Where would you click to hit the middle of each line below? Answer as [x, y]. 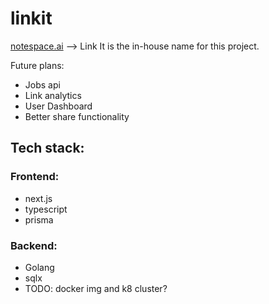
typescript [46, 209]
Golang [39, 267]
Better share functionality [77, 116]
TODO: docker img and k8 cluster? [96, 288]
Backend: [34, 245]
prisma [39, 219]
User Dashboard [58, 106]
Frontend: [35, 177]
